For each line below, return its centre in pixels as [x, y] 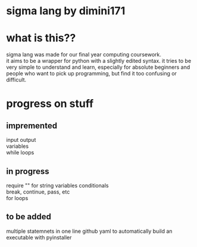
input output [21, 140]
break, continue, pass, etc [38, 192]
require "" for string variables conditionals [57, 185]
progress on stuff [50, 104]
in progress [28, 171]
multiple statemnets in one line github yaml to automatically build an [89, 231]
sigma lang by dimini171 [66, 11]
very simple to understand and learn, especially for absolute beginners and [98, 67]
